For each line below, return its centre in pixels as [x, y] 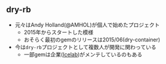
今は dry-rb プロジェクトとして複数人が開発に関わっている [85, 47]
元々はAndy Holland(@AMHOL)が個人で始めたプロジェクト [87, 25]
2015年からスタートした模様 [59, 32]
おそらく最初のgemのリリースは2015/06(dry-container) [92, 39]
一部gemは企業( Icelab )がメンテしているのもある [83, 54]
